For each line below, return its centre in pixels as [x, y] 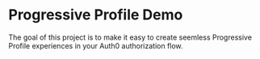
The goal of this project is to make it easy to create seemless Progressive [130, 37]
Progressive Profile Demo [96, 15]
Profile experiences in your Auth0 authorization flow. [96, 45]
